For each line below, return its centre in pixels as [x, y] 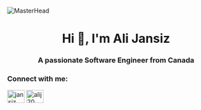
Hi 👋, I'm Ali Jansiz [116, 39]
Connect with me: [38, 79]
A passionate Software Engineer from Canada [116, 60]
